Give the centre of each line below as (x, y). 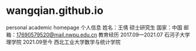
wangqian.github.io (55, 11)
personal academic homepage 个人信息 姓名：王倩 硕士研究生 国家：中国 (94, 27)
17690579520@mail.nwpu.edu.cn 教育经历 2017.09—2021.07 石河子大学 (103, 34)
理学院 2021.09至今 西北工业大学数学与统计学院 (63, 42)
